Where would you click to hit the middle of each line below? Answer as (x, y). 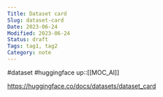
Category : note (29, 53)
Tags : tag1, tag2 (33, 46)
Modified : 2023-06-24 (39, 33)
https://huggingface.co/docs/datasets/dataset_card (81, 86)
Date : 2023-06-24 (33, 27)
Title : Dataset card (37, 14)
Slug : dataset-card (36, 20)
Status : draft (28, 40)
